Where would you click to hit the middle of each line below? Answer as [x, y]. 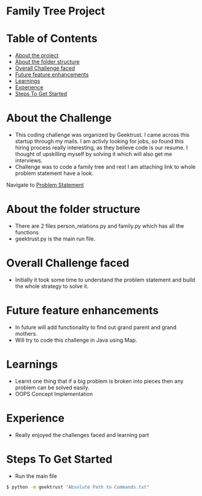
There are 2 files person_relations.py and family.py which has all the [99, 226]
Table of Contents [52, 39]
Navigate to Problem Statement [45, 185]
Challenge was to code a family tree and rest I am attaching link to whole [105, 167]
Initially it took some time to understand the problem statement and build [105, 280]
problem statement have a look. [54, 174]
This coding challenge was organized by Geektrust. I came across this [102, 135]
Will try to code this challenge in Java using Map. [76, 340]
